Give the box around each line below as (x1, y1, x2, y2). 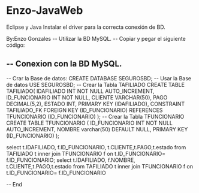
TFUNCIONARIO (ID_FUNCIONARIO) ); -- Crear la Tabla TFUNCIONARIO (6, 113, 185, 120)
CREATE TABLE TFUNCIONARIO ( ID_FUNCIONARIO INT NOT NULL (6, 119, 173, 126)
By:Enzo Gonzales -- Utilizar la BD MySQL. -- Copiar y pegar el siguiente (6, 35, 186, 42)
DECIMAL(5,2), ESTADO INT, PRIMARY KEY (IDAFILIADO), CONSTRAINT (6, 100, 185, 107)
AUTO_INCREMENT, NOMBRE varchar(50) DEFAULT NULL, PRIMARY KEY (6, 125, 188, 132)
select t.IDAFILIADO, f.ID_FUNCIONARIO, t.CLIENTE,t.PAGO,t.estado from (6, 143, 186, 150)
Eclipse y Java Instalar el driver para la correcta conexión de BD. (6, 23, 166, 31)
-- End (6, 180, 23, 188)
